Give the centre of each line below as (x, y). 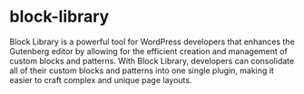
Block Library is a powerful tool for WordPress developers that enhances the (152, 42)
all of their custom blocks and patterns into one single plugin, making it (142, 70)
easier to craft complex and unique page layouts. (101, 80)
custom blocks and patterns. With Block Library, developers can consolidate (152, 61)
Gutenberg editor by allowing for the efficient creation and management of (148, 51)
